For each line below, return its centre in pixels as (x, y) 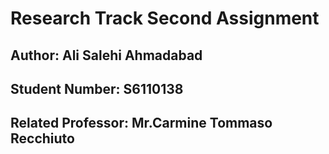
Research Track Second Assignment (165, 18)
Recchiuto (42, 138)
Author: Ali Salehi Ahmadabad (106, 55)
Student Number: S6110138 (97, 88)
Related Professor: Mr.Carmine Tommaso (141, 123)
